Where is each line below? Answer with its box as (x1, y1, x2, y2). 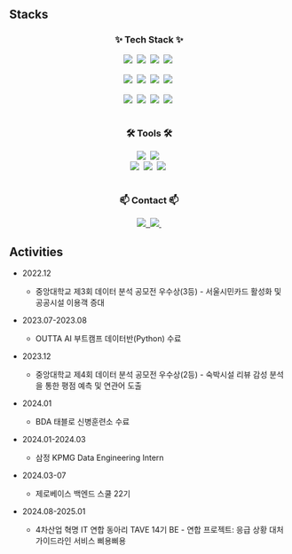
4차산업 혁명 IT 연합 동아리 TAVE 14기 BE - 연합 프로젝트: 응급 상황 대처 (35, 525, 284, 535)
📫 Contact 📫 (119, 194, 179, 207)
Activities (9, 244, 64, 260)
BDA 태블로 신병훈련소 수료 (35, 417, 130, 427)
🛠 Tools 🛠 (125, 127, 173, 139)
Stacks (9, 7, 49, 22)
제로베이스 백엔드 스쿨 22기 (35, 488, 131, 499)
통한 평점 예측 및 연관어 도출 (44, 380, 142, 391)
